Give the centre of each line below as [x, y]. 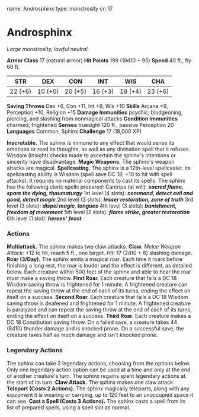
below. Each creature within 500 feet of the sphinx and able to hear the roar [99, 272]
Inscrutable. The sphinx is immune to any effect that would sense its [91, 142]
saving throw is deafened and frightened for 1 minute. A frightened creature [99, 303]
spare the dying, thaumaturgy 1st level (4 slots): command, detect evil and [100, 193]
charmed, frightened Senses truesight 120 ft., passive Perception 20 [90, 125]
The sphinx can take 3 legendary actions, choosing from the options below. [99, 363]
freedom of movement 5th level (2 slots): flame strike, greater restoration [98, 212]
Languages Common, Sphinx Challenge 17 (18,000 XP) [74, 131]
